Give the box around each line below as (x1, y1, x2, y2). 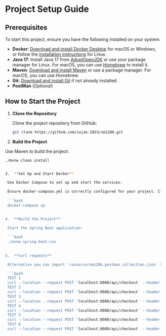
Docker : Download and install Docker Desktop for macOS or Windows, (12, 46, 157, 52)
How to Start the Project (5, 97, 81, 106)
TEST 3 (7, 294, 21, 299)
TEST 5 (7, 313, 21, 318)
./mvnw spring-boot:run (7, 239, 56, 244)
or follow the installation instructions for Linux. (12, 51, 107, 57)
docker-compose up (7, 202, 45, 208)
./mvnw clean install (5, 158, 50, 163)
